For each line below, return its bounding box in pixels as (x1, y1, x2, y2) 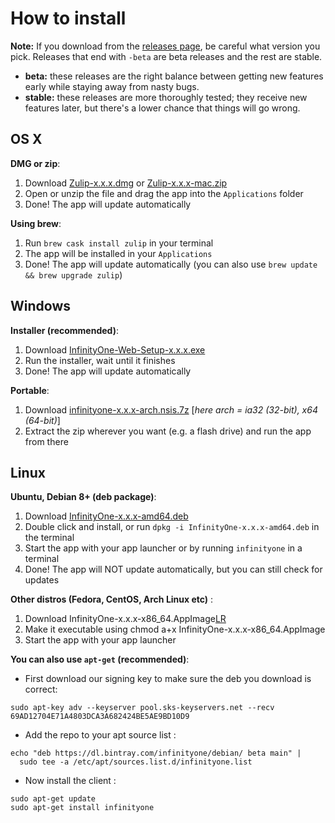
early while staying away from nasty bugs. (24, 80, 200, 92)
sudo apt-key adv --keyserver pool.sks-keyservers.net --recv (10, 703, 275, 713)
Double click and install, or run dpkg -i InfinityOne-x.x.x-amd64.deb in (24, 521, 320, 533)
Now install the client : (24, 775, 117, 787)
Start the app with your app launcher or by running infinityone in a (24, 542, 303, 554)
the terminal (24, 532, 75, 544)
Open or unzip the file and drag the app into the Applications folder (24, 187, 304, 199)
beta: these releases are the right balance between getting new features (24, 70, 324, 82)
